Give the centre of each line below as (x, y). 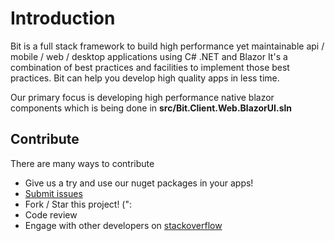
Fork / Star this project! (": (78, 204)
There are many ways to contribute (82, 163)
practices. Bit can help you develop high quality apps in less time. (145, 78)
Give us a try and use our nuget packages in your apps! (139, 183)
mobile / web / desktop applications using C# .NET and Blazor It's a (149, 56)
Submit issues (53, 193)
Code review (51, 214)
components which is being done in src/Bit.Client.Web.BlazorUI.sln (151, 108)
